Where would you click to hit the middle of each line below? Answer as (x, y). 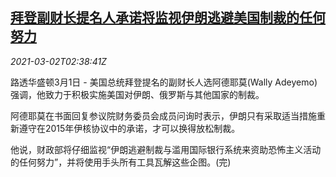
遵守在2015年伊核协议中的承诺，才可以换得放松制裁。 (129, 128)
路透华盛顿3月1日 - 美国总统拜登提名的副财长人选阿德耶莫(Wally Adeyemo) (164, 82)
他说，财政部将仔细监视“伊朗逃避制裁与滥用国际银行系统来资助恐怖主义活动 (166, 149)
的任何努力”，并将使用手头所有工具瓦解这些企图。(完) (121, 162)
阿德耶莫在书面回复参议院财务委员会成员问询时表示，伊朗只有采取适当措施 (163, 115)
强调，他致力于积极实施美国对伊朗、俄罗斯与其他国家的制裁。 (137, 94)
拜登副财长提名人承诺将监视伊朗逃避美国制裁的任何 (168, 18)
